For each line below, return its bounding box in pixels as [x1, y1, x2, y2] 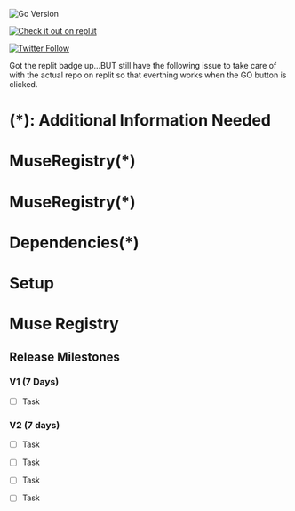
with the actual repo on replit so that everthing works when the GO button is [9, 69, 287, 80]
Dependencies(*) [9, 232, 140, 253]
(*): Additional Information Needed [9, 110, 271, 131]
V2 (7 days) [9, 418, 60, 431]
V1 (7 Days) [9, 376, 60, 388]
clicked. [9, 79, 38, 89]
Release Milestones [9, 349, 120, 364]
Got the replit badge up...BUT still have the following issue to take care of [9, 61, 277, 70]
